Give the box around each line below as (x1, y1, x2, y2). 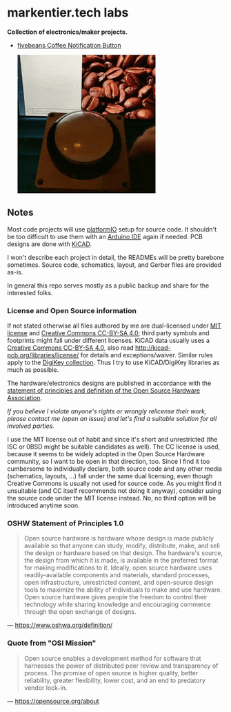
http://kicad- (135, 344, 171, 352)
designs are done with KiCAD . (7, 240, 92, 248)
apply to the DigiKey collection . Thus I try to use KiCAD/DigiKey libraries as (7, 358, 220, 367)
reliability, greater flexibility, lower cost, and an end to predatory (23, 676, 205, 684)
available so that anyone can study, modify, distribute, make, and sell (23, 541, 221, 550)
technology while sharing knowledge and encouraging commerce (23, 600, 211, 609)
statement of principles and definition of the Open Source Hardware (7, 386, 201, 395)
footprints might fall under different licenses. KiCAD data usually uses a (7, 337, 210, 345)
